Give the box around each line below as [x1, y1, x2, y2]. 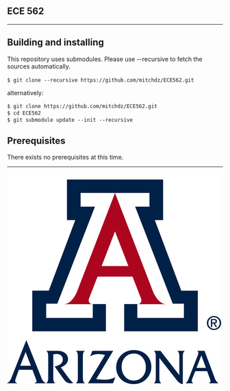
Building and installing [7, 37, 104, 49]
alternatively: [7, 88, 44, 97]
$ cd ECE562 [7, 110, 41, 116]
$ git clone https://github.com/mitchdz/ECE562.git [7, 103, 157, 110]
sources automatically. [7, 62, 71, 71]
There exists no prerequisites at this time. [7, 153, 124, 162]
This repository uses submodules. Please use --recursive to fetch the [7, 55, 203, 63]
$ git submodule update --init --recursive [7, 116, 133, 123]
